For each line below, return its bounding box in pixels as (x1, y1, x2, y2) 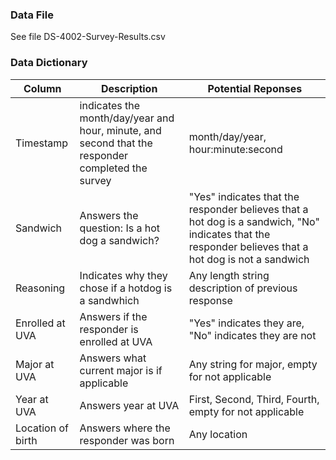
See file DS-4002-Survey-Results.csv (10, 31, 166, 43)
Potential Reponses (207, 81, 303, 95)
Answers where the (79, 421, 171, 435)
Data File (10, 8, 54, 22)
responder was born (79, 433, 175, 447)
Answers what (79, 351, 147, 365)
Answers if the (79, 309, 148, 323)
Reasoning (15, 281, 66, 295)
